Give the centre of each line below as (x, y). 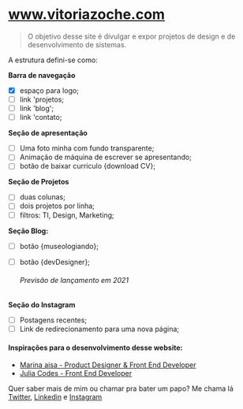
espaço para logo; (49, 90)
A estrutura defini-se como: (53, 60)
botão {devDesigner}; (55, 262)
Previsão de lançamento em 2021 (74, 281)
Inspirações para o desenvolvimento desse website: (95, 348)
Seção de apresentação (48, 133)
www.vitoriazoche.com (87, 15)
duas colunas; (42, 197)
